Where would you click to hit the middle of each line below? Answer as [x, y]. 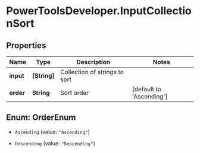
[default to [147, 89]
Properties [26, 45]
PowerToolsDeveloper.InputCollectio [99, 11]
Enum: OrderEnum [41, 118]
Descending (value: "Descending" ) [55, 143]
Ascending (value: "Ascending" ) [52, 132]
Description [93, 62]
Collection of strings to [92, 72]
